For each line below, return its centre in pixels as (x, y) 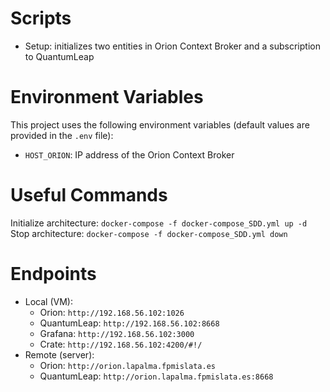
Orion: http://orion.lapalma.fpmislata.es (127, 365)
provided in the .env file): (62, 135)
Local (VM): (48, 301)
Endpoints (53, 274)
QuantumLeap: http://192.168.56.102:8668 (129, 323)
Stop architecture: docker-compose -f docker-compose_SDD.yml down (149, 233)
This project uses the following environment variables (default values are (160, 124)
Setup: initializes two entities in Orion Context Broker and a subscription (172, 46)
